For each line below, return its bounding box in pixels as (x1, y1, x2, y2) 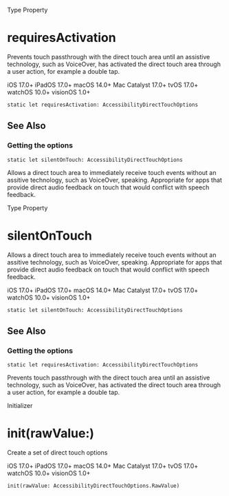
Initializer (7, 402, 33, 410)
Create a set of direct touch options (7, 448, 108, 457)
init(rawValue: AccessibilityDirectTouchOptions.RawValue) (7, 482, 180, 490)
